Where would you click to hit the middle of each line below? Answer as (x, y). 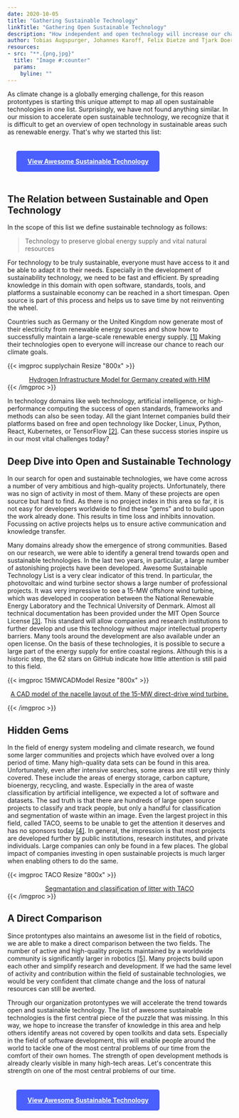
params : (25, 67)
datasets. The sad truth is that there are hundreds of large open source (111, 800)
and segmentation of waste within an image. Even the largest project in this (117, 815)
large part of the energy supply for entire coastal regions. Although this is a (117, 651)
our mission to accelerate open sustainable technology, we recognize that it (118, 117)
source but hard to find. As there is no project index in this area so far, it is (116, 501)
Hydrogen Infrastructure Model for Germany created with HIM (119, 380)
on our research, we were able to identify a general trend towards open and (118, 553)
